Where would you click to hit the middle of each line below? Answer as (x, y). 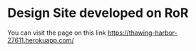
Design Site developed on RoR (98, 13)
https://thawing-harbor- (143, 33)
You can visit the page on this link (57, 33)
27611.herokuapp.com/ (41, 40)
